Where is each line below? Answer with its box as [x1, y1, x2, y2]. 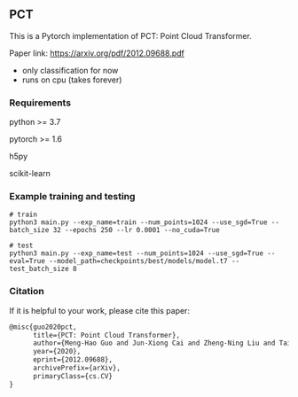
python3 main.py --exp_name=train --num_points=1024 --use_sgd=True [9, 218, 268, 227]
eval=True [9, 257, 46, 266]
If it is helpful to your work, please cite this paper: [9, 305, 191, 315]
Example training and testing [9, 191, 136, 203]
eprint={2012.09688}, [32, 355, 114, 364]
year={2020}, [32, 347, 82, 356]
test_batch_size [9, 265, 69, 274]
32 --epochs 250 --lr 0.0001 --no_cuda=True [52, 226, 220, 235]
